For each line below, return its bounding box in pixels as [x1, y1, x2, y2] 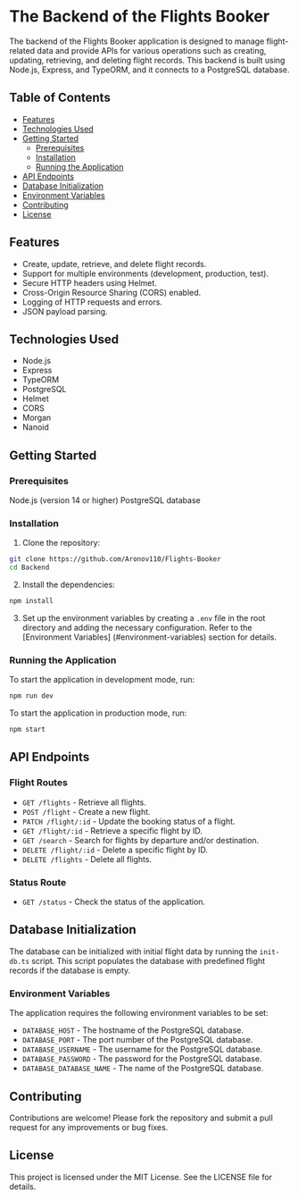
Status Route [9, 876, 67, 888]
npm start [9, 725, 46, 734]
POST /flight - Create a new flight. [21, 806, 151, 817]
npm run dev [9, 692, 54, 700]
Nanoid [21, 422, 49, 432]
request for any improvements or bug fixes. [9, 1121, 169, 1132]
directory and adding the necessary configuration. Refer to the [21, 622, 252, 633]
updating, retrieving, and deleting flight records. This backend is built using [9, 54, 286, 65]
